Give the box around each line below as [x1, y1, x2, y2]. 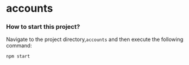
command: [6, 42, 32, 49]
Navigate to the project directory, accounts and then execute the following [6, 36, 184, 43]
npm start [6, 53, 31, 60]
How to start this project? [6, 23, 81, 31]
